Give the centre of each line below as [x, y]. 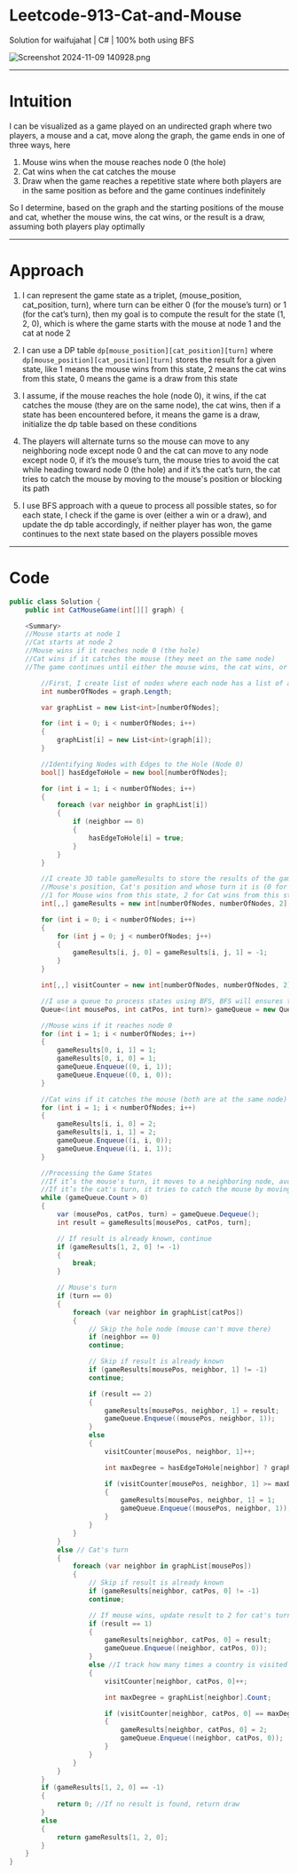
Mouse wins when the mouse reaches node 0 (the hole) [124, 162]
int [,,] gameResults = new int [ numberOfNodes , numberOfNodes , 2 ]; [166, 904]
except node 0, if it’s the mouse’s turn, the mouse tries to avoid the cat [150, 460]
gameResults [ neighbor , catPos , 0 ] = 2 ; [194, 1730]
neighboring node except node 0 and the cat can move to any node [145, 450]
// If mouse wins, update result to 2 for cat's [180, 1615]
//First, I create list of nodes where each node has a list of [162, 683]
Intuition [41, 102]
